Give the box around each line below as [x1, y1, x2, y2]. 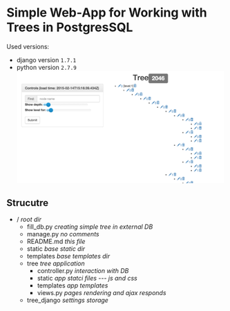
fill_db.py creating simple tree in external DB [26, 223, 153, 231]
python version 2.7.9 [16, 63, 77, 71]
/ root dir [16, 216, 42, 224]
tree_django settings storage [26, 296, 108, 305]
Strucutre [6, 197, 49, 209]
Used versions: [6, 42, 50, 50]
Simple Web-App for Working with [6, 5, 208, 21]
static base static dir [26, 245, 86, 253]
